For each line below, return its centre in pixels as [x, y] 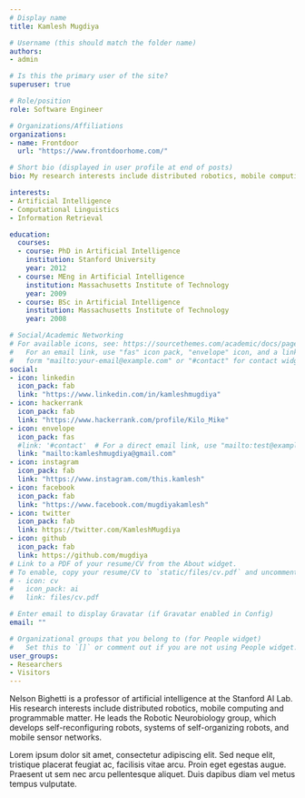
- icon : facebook [42, 488]
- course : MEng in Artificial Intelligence [101, 277]
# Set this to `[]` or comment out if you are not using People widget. [154, 647]
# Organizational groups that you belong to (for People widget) [135, 639]
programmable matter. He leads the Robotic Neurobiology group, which [143, 718]
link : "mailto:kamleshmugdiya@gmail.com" [97, 454]
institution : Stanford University [91, 260]
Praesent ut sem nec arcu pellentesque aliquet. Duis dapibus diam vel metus [152, 774]
